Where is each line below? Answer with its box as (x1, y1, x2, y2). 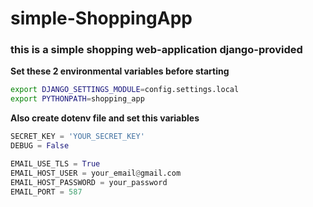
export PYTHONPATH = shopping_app (10, 94, 145, 104)
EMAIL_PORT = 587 (10, 187, 83, 197)
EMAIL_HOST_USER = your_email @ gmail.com (10, 168, 182, 178)
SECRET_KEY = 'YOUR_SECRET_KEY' (10, 132, 145, 142)
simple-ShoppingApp (10, 7, 193, 30)
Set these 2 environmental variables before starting (10, 65, 230, 77)
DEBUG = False (10, 141, 70, 151)
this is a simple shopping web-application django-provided (10, 43, 303, 57)
